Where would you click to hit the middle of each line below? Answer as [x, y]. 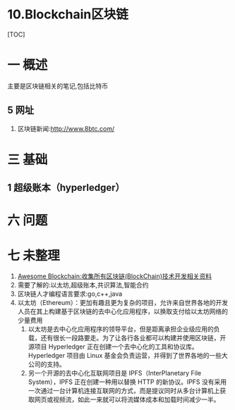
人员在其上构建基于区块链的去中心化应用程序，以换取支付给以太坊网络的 [122, 311]
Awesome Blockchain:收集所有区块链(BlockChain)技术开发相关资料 [115, 276]
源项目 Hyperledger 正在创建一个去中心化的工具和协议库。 [113, 347]
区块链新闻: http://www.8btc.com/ [66, 128]
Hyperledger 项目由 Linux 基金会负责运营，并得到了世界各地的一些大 [128, 356]
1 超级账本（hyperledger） [66, 188]
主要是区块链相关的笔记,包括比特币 [58, 86]
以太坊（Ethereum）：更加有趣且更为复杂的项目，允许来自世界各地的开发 [122, 303]
